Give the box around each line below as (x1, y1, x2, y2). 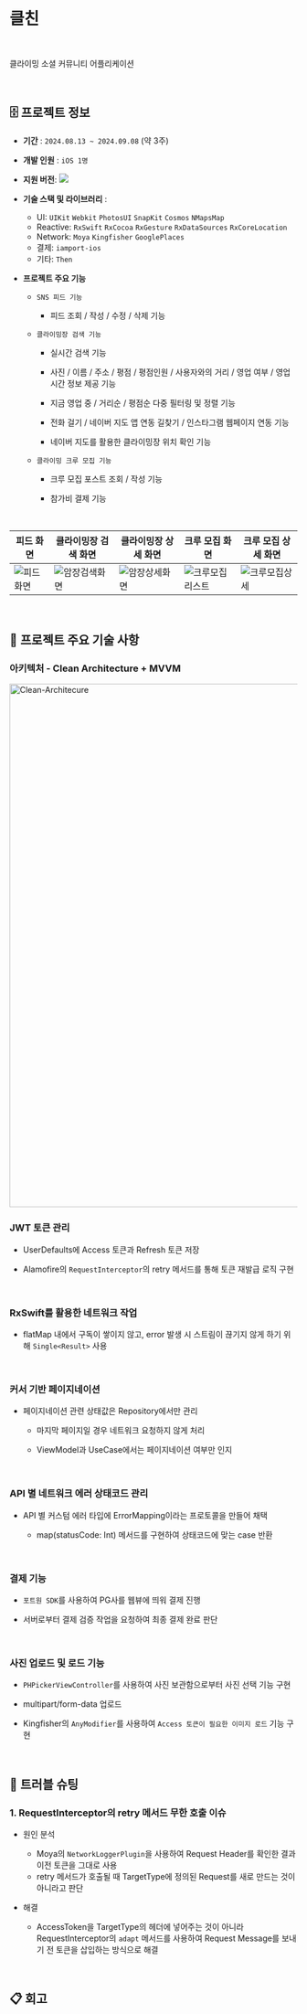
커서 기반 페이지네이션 (9, 1382, 101, 1395)
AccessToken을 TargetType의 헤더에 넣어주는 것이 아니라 (36, 1921, 244, 1932)
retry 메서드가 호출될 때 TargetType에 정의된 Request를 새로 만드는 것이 (36, 1870, 296, 1881)
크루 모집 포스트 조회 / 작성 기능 (49, 473, 163, 485)
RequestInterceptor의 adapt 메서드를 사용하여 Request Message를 (36, 1933, 281, 1944)
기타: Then (36, 253, 73, 264)
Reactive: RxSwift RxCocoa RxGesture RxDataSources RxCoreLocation (36, 221, 288, 232)
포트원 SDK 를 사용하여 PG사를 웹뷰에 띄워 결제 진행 (22, 1594, 201, 1605)
